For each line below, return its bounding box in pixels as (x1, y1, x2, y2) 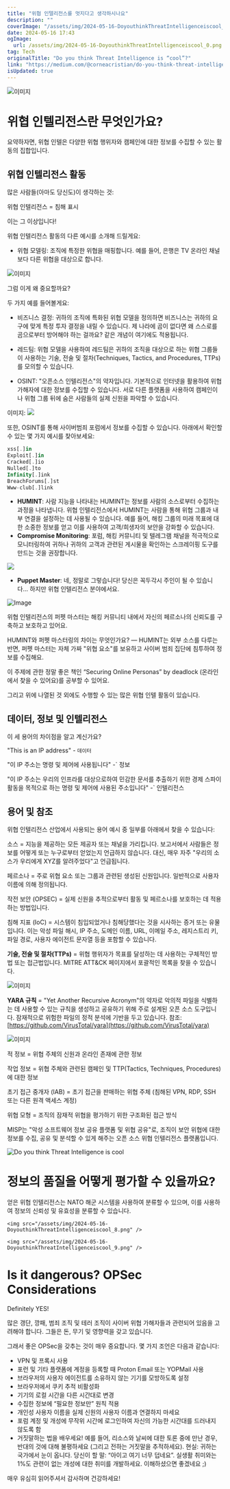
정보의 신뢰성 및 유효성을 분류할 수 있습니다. (14, 1207, 131, 1215)
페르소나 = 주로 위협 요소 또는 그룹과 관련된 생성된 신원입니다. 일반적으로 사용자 (7, 872, 219, 880)
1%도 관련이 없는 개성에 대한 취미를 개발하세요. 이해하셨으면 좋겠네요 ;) (16, 1459, 207, 1468)
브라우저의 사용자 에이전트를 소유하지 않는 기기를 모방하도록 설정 (16, 1374, 190, 1382)
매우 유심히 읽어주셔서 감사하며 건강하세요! (7, 1474, 121, 1482)
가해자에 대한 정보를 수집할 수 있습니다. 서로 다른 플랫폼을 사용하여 (16, 385, 194, 394)
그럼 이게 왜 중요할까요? (7, 284, 71, 293)
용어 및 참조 (7, 805, 53, 818)
